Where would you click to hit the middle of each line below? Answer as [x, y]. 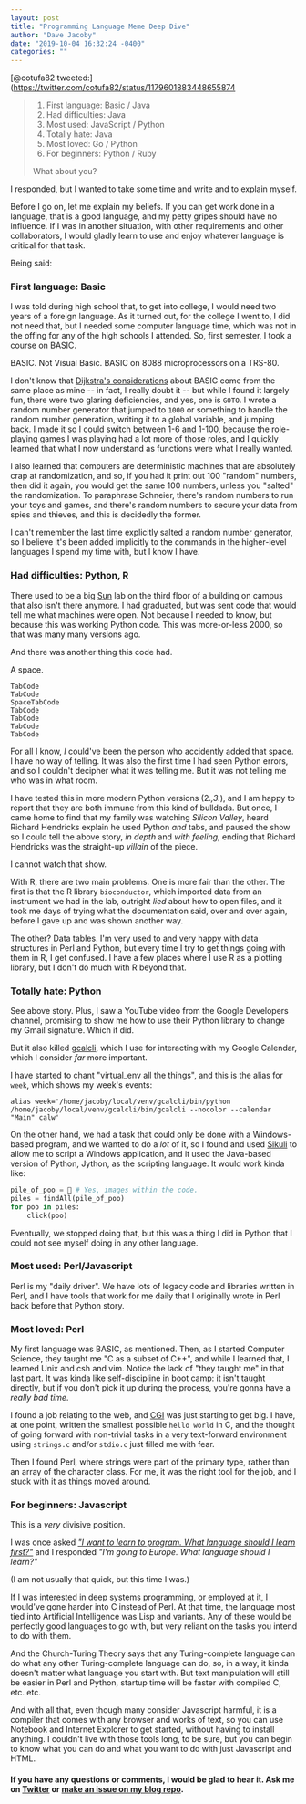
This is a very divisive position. [68, 1525]
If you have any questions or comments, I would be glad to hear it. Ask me [153, 1779]
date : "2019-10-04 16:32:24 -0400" [78, 43]
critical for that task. [48, 245]
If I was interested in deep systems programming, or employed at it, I [139, 1597]
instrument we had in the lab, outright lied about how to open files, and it [147, 901]
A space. [27, 669]
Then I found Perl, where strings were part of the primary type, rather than [150, 1462]
